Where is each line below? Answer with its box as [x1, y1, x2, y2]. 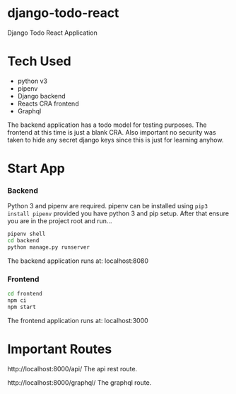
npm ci [7, 297, 27, 304]
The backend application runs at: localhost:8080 [7, 257, 149, 265]
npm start [7, 303, 37, 311]
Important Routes [7, 342, 112, 357]
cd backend [7, 237, 40, 244]
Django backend [17, 91, 66, 100]
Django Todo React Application [7, 28, 98, 37]
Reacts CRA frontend [17, 99, 79, 108]
